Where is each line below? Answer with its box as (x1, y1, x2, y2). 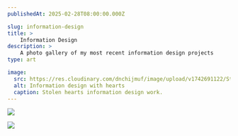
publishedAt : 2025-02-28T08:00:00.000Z (7, 10, 125, 18)
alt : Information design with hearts (13, 82, 125, 89)
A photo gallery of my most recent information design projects (20, 50, 214, 57)
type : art (7, 56, 37, 64)
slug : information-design (7, 23, 84, 30)
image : (7, 69, 27, 76)
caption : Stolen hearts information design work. (13, 89, 163, 96)
